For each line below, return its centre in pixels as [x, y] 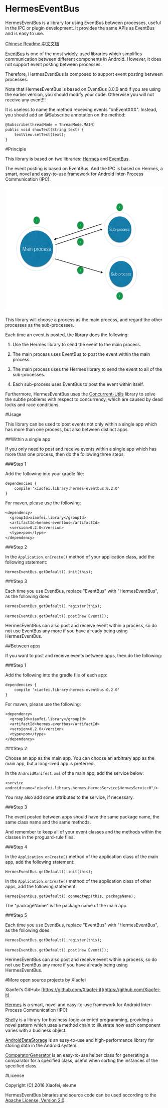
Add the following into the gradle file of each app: [56, 675]
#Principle [16, 149]
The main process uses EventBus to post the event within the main [81, 354]
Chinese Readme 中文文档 [32, 44]
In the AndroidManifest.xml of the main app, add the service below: [75, 773]
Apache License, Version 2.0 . [36, 1100]
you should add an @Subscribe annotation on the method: [65, 115]
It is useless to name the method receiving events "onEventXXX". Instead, [81, 109]
